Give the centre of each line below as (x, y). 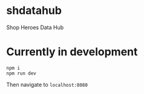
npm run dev (21, 73)
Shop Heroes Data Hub (35, 27)
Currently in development (72, 52)
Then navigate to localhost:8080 (47, 84)
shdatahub (34, 11)
